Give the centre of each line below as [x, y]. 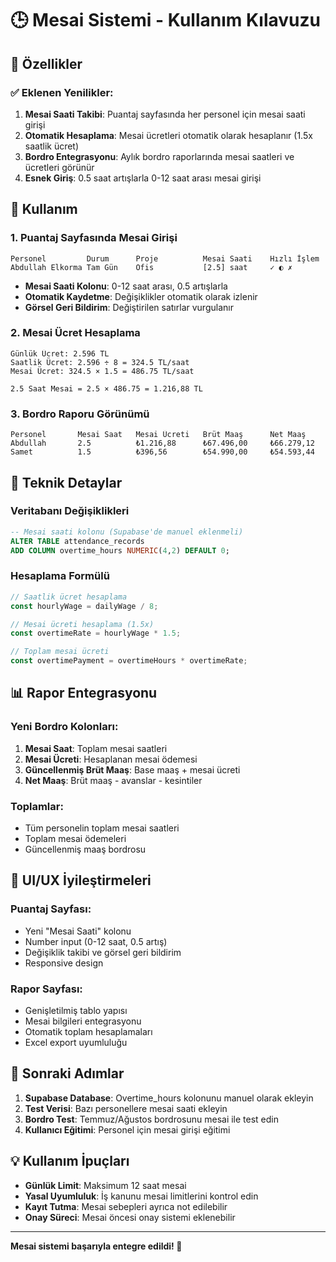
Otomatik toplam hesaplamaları [88, 1031]
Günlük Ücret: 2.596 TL [60, 353]
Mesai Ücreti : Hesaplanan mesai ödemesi [111, 759]
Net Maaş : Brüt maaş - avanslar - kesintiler [113, 780]
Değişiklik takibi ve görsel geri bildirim [103, 952]
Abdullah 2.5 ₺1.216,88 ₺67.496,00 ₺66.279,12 [162, 443]
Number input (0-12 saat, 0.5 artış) [96, 941]
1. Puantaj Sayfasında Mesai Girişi [94, 238]
